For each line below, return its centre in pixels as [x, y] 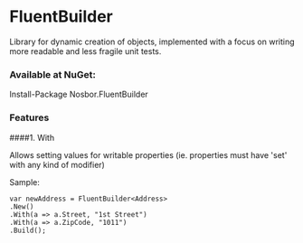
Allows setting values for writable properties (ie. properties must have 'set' [148, 154]
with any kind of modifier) [57, 164]
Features [29, 117]
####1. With [32, 137]
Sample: [25, 182]
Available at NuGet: [53, 74]
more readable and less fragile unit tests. [85, 51]
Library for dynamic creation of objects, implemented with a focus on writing [152, 42]
